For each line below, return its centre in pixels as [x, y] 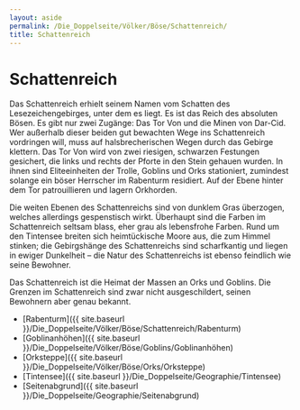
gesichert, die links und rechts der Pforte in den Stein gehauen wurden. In [146, 161]
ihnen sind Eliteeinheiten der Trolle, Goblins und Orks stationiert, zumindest [149, 171]
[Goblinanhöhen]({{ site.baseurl [81, 338]
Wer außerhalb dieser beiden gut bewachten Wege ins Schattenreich [137, 132]
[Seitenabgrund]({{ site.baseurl [80, 386]
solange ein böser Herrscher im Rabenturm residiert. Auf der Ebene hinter [146, 180]
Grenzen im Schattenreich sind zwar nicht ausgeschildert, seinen [130, 292]
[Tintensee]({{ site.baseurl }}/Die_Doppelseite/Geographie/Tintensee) [152, 377]
